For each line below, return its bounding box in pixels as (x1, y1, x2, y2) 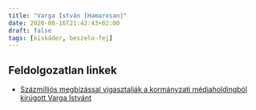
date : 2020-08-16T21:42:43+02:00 (8, 19, 120, 27)
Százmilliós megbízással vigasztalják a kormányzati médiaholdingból (19, 84, 247, 94)
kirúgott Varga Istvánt (19, 93, 92, 103)
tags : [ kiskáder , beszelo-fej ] (8, 33, 113, 42)
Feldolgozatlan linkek (8, 63, 118, 77)
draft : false (8, 26, 52, 34)
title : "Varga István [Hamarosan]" (8, 11, 128, 20)
